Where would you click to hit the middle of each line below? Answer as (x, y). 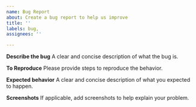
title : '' (19, 23)
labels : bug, (23, 29)
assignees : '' (24, 34)
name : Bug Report (28, 12)
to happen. (20, 86)
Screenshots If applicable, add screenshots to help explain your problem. (98, 98)
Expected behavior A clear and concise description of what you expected (98, 80)
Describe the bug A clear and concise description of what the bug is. (92, 57)
